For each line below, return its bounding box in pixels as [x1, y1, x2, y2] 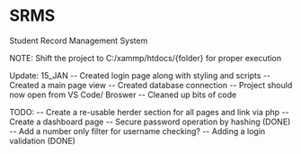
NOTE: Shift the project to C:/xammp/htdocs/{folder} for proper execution [9, 52, 282, 63]
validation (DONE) [9, 135, 76, 146]
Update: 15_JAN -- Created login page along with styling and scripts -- [9, 69, 271, 81]
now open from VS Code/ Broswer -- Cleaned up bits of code [9, 89, 237, 100]
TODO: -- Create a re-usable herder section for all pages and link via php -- [9, 106, 289, 117]
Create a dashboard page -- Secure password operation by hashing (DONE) [9, 116, 291, 127]
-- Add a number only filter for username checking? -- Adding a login [9, 125, 266, 136]
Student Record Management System [9, 35, 148, 46]
